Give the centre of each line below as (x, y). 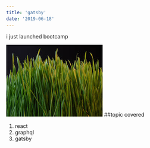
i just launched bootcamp (37, 36)
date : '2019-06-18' (30, 19)
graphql (24, 132)
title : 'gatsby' (26, 12)
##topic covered (124, 114)
